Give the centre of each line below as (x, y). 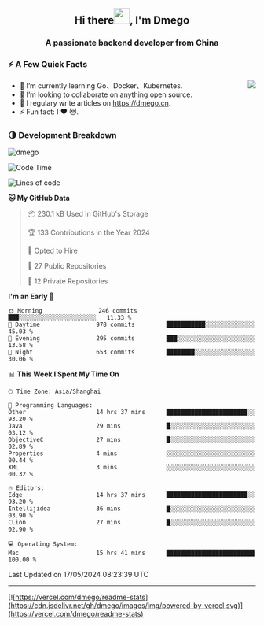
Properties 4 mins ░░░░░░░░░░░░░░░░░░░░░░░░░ (132, 454)
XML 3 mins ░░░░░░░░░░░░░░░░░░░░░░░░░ (132, 467)
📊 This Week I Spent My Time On (64, 374)
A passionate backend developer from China (132, 43)
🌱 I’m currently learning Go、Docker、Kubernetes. (101, 85)
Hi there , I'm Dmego (132, 20)
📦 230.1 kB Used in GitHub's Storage (88, 213)
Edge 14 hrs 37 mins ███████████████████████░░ (132, 495)
